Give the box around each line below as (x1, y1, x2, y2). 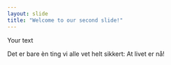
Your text (7, 36, 34, 44)
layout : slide (7, 10, 49, 17)
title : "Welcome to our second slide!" (7, 17, 124, 24)
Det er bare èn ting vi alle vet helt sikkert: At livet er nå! (7, 50, 165, 58)
